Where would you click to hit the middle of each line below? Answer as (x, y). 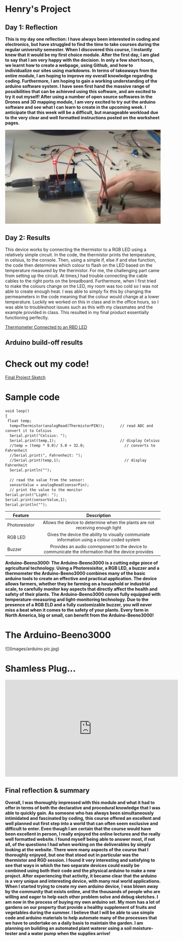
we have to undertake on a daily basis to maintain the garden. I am (74, 923)
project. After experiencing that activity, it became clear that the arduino (81, 875)
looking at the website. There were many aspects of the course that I (77, 849)
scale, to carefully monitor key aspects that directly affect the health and (81, 589)
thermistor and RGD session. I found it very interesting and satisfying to (80, 860)
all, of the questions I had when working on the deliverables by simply (78, 844)
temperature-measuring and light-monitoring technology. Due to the (77, 599)
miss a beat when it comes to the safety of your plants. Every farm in (77, 610)
